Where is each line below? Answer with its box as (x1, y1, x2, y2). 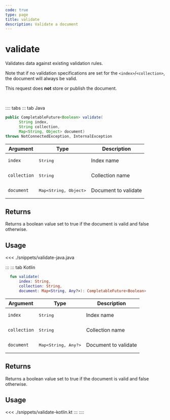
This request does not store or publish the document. (5, 85, 117, 91)
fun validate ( (10, 274, 40, 279)
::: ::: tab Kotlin (5, 265, 36, 271)
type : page (5, 12, 28, 17)
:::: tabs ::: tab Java (5, 105, 45, 111)
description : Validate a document (5, 21, 79, 27)
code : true (5, 7, 28, 13)
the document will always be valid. (5, 76, 78, 82)
